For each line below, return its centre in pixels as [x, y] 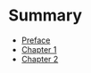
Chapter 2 [40, 59]
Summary [45, 16]
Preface [36, 40]
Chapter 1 [39, 49]
